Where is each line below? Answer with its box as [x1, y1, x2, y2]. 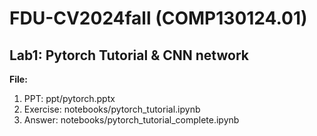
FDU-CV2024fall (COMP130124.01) [9, 7, 308, 30]
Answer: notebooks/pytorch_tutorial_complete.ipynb [23, 114, 240, 126]
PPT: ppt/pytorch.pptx [23, 93, 116, 104]
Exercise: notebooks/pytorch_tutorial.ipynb [23, 103, 201, 115]
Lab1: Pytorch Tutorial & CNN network [9, 47, 249, 64]
